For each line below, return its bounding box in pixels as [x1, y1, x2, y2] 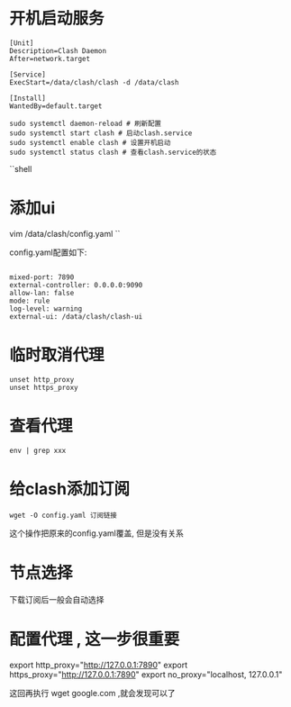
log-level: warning [9, 304, 83, 313]
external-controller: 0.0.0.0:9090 [9, 280, 143, 289]
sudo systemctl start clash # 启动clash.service [9, 128, 193, 138]
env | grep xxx [9, 446, 67, 455]
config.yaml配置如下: [9, 247, 87, 258]
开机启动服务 [9, 8, 105, 29]
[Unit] [9, 38, 34, 48]
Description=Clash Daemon [9, 46, 106, 55]
